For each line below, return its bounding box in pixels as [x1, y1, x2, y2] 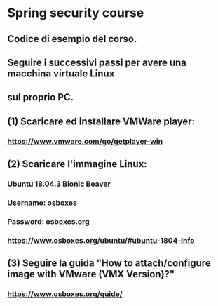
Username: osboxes [7, 198, 77, 208]
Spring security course [7, 5, 144, 21]
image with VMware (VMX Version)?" [7, 268, 175, 280]
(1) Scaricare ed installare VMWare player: [7, 115, 195, 127]
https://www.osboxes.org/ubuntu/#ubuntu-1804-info [7, 235, 195, 245]
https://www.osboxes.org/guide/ [7, 289, 123, 299]
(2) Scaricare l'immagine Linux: [7, 158, 147, 170]
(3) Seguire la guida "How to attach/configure [7, 258, 212, 270]
